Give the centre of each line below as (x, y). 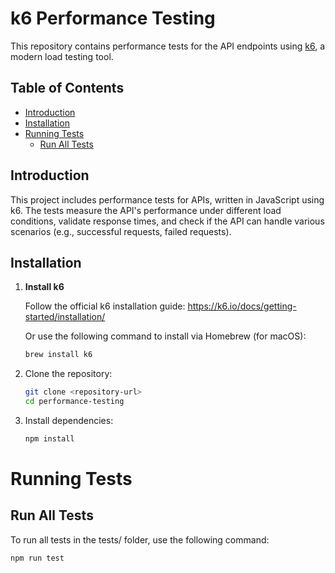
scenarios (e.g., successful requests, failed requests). (121, 231)
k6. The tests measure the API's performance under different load (146, 210)
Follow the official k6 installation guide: (105, 306)
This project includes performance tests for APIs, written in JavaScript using (167, 199)
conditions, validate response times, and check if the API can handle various (167, 221)
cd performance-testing (74, 402)
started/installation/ (65, 317)
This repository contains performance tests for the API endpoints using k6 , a (168, 46)
